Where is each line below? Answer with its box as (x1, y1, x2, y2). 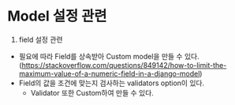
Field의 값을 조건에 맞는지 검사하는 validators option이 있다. (18, 78, 205, 88)
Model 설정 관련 (7, 7, 107, 25)
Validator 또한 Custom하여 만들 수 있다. (30, 88, 155, 97)
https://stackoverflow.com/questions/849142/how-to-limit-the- (21, 60, 227, 69)
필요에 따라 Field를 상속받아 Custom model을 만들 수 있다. (18, 51, 200, 61)
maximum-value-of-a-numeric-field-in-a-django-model (18, 69, 200, 78)
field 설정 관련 (18, 35, 63, 44)
